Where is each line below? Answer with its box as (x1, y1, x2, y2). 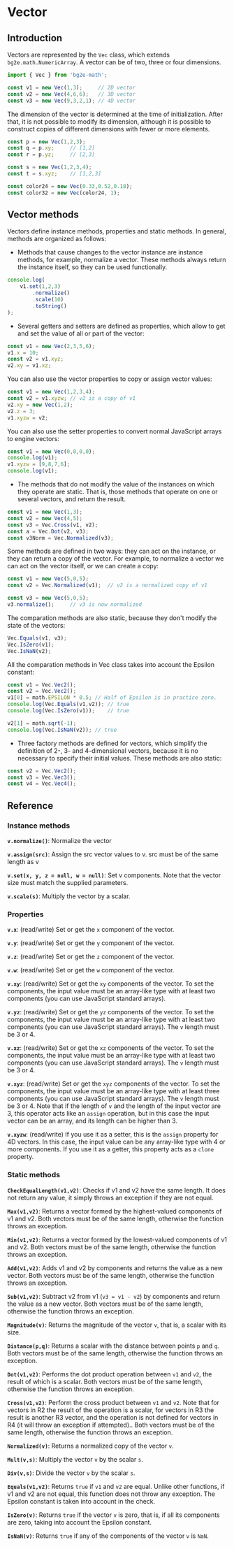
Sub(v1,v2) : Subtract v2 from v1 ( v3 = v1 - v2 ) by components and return (7, 1292, 221, 1300)
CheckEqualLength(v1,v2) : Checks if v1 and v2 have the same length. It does (7, 1186, 226, 1194)
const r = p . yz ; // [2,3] (7, 151, 96, 158)
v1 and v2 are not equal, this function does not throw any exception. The (7, 1490, 215, 1498)
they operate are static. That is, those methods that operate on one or (17, 487, 218, 496)
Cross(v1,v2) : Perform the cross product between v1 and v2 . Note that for (7, 1398, 220, 1406)
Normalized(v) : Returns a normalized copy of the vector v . (7, 1441, 175, 1450)
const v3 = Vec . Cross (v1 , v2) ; (7, 521, 98, 528)
